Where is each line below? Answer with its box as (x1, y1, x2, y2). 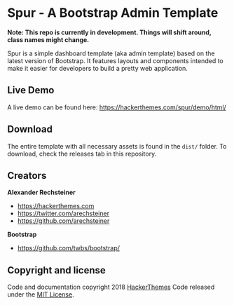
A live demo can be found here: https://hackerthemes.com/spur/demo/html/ (7, 103, 226, 111)
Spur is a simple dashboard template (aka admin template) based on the (7, 49, 215, 57)
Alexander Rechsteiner (7, 188, 76, 197)
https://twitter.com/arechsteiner (17, 209, 110, 218)
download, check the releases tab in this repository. (7, 149, 157, 158)
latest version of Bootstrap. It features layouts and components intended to (7, 56, 223, 65)
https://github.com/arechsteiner (17, 217, 110, 225)
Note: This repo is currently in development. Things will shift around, (7, 28, 212, 36)
